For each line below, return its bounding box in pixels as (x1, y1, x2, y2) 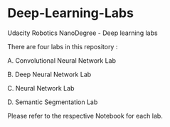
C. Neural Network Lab (7, 83, 75, 92)
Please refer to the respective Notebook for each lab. (7, 111, 164, 120)
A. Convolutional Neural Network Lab (7, 56, 116, 65)
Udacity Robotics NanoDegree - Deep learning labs (7, 29, 158, 37)
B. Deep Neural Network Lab (7, 70, 92, 78)
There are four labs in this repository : (7, 42, 118, 51)
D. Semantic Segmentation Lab (7, 98, 98, 106)
